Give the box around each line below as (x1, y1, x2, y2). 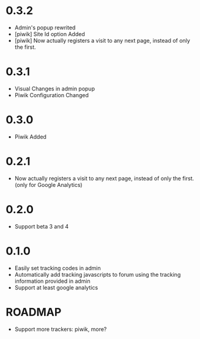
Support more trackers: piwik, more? (14, 325, 107, 333)
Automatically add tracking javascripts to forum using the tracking (14, 271, 181, 278)
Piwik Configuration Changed (14, 91, 89, 98)
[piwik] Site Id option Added (14, 30, 85, 37)
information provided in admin (14, 277, 91, 285)
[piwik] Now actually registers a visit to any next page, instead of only (14, 37, 190, 44)
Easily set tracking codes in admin (14, 264, 102, 272)
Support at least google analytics (14, 283, 98, 291)
